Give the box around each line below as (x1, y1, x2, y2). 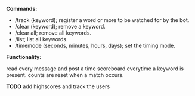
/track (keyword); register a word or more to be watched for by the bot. (14, 17, 190, 23)
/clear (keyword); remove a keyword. (14, 23, 106, 30)
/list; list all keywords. (14, 36, 68, 42)
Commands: (6, 5, 38, 12)
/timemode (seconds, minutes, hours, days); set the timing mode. (14, 42, 176, 49)
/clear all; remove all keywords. (14, 29, 92, 36)
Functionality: (6, 54, 42, 60)
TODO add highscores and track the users (6, 83, 110, 90)
